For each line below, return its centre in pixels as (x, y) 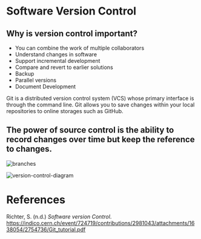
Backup (25, 74)
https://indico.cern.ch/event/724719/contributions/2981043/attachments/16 (100, 223)
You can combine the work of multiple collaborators (80, 48)
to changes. (29, 149)
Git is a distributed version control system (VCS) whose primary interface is (100, 98)
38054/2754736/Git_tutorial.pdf (46, 229)
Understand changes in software (56, 54)
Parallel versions (35, 80)
